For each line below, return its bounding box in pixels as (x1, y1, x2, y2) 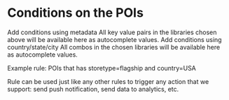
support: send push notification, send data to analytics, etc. (7, 85, 179, 93)
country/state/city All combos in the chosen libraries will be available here (7, 43, 221, 51)
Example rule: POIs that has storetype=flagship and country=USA (7, 64, 196, 72)
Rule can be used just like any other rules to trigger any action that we (7, 77, 209, 85)
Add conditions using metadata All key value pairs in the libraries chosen (7, 28, 217, 36)
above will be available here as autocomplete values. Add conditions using (7, 35, 222, 43)
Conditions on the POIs (7, 5, 144, 21)
